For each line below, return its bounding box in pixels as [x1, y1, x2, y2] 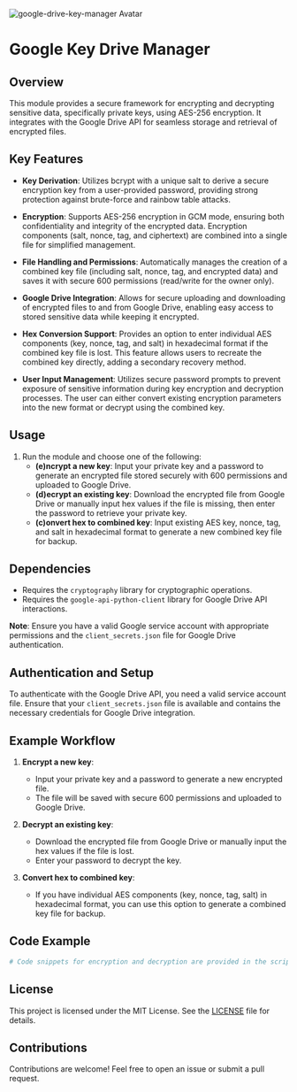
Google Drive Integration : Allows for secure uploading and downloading [21, 292, 286, 303]
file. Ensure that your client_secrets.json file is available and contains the [9, 698, 281, 709]
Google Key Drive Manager [9, 40, 210, 59]
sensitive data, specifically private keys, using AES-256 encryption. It [9, 107, 262, 118]
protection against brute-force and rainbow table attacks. [21, 194, 232, 204]
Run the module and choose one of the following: [21, 451, 202, 462]
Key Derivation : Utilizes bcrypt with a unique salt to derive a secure [21, 175, 270, 186]
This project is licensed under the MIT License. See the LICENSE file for [9, 1005, 270, 1016]
